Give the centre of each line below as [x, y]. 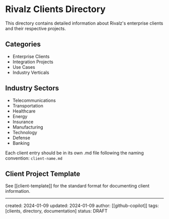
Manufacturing [28, 127]
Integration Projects [33, 62]
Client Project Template [43, 174]
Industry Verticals [31, 72]
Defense [21, 138]
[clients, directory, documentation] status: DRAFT [57, 211]
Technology [25, 132]
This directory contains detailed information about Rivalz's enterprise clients [84, 23]
